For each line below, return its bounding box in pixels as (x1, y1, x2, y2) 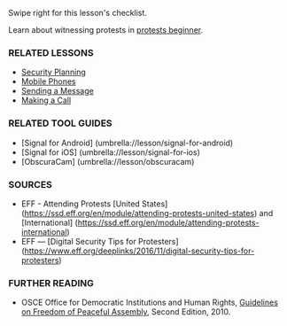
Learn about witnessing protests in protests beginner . (8, 25, 204, 35)
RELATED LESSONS (8, 46, 94, 58)
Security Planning (20, 66, 86, 78)
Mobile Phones (20, 76, 76, 87)
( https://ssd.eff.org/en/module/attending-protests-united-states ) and (20, 207, 274, 218)
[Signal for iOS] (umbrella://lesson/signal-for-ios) (20, 146, 200, 158)
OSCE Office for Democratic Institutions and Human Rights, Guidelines (20, 297, 278, 308)
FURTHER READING (8, 276, 95, 289)
